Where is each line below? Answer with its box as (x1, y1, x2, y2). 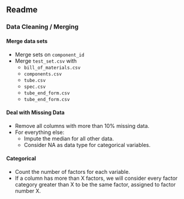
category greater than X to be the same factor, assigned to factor (14, 180, 176, 188)
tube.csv (23, 77, 46, 83)
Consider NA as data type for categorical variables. (23, 141, 151, 148)
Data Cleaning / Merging (6, 23, 79, 31)
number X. (14, 187, 41, 194)
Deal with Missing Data (6, 109, 65, 116)
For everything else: (14, 128, 65, 136)
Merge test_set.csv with (14, 57, 77, 65)
